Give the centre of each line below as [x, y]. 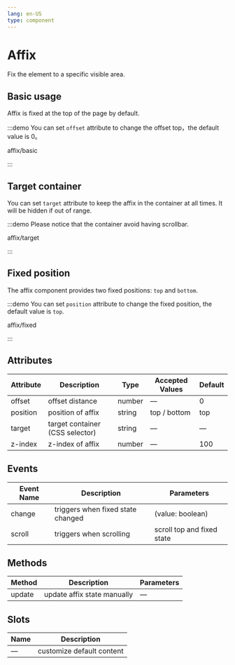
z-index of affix [74, 444]
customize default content [80, 651]
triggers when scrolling [93, 534]
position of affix [74, 412]
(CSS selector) [72, 432]
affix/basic [23, 151]
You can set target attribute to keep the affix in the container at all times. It [115, 203]
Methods [27, 563]
